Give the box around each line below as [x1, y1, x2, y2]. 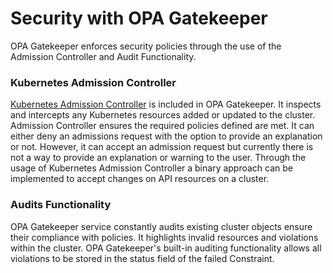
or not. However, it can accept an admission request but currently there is [10, 141, 314, 153]
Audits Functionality [10, 198, 112, 212]
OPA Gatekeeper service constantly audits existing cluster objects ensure [10, 220, 313, 232]
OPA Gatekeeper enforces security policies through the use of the [10, 40, 282, 52]
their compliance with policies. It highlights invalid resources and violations [10, 231, 319, 243]
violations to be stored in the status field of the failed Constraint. [10, 252, 275, 264]
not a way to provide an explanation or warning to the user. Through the [10, 152, 307, 164]
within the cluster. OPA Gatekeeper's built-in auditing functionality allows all [10, 242, 322, 254]
